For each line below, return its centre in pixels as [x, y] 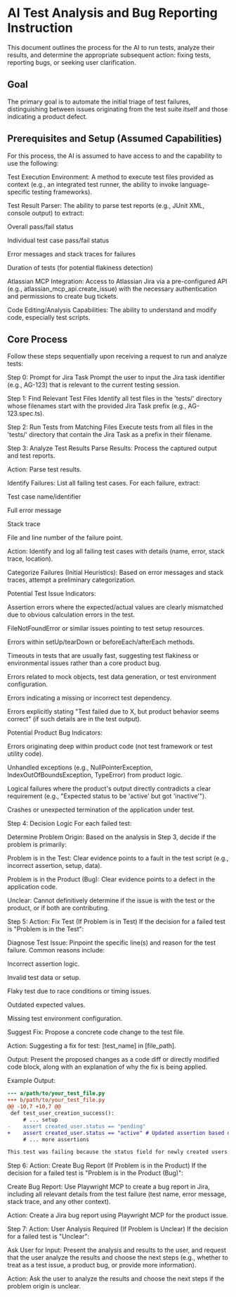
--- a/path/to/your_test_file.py [56, 1093]
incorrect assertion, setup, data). [55, 866]
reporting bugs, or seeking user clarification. [72, 62]
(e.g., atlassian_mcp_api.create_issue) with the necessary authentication [112, 288]
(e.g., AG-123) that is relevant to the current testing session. [94, 385]
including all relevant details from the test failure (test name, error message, [117, 1194]
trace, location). [30, 559]
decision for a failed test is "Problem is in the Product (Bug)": [96, 1173]
